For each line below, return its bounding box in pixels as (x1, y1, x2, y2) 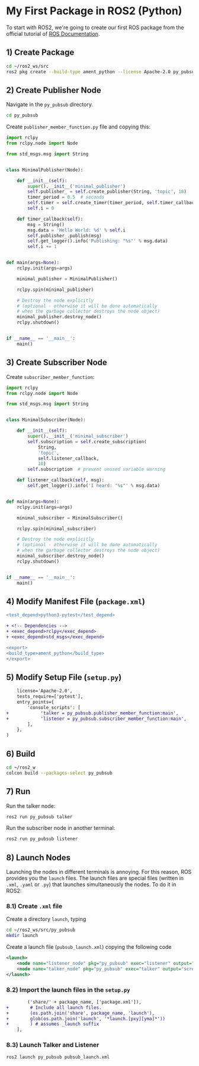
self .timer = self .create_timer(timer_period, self (27, 200, 158, 206)
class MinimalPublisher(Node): (6, 167, 84, 173)
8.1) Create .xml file (6, 902, 63, 910)
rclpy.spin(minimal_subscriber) (17, 525, 97, 532)
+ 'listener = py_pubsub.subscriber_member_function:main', (6, 716, 187, 722)
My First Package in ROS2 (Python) (6, 4, 182, 18)
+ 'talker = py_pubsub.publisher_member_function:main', (6, 710, 179, 716)
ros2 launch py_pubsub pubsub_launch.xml (6, 1054, 110, 1060)
